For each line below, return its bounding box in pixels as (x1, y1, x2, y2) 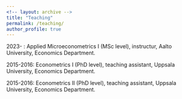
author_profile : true (6, 26, 62, 32)
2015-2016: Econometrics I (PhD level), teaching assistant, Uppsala (6, 61, 175, 68)
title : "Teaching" (6, 15, 53, 21)
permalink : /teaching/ (6, 20, 64, 26)
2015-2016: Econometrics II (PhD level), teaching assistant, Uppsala (6, 79, 177, 87)
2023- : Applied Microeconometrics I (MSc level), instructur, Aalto (6, 43, 172, 50)
